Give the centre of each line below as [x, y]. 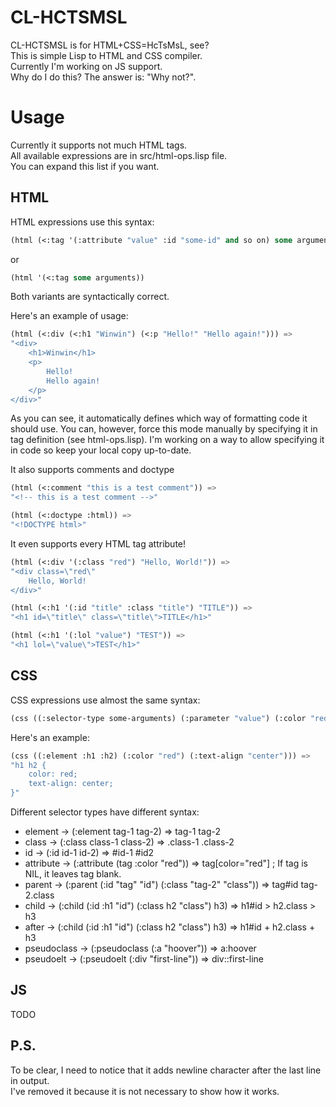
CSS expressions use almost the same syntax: [105, 700]
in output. [30, 1080]
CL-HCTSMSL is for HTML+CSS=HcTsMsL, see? [110, 45]
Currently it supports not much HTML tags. [99, 145]
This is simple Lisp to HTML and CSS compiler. [106, 55]
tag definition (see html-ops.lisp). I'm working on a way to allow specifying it [167, 440]
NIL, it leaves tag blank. [73, 874]
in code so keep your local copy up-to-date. [101, 450]
